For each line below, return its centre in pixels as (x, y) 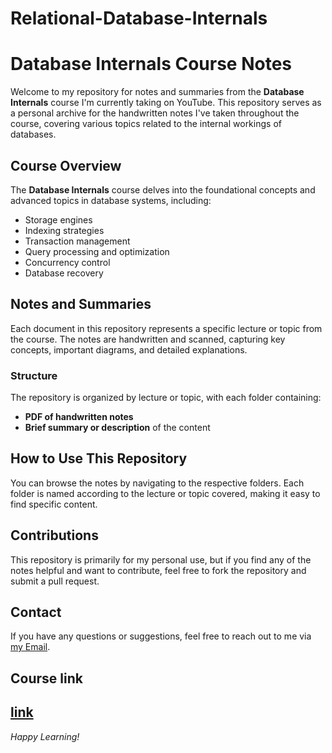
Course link (46, 678)
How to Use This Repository (99, 458)
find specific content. (54, 504)
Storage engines (58, 219)
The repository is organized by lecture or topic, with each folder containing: (166, 398)
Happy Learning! (45, 736)
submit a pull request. (55, 581)
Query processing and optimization (97, 251)
